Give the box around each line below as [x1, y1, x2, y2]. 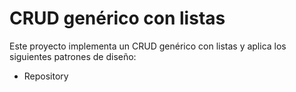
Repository [23, 70, 69, 82]
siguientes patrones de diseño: [9, 50, 137, 62]
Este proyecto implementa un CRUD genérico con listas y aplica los [9, 40, 287, 52]
